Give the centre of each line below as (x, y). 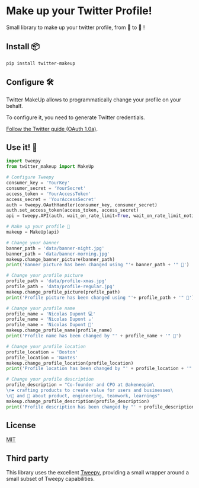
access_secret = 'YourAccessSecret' (51, 199)
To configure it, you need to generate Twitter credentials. (76, 117)
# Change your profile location (46, 346)
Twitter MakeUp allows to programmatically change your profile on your (94, 100)
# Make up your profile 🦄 (38, 227)
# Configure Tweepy (30, 177)
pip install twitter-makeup (41, 63)
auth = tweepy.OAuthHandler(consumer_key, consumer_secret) (82, 205)
